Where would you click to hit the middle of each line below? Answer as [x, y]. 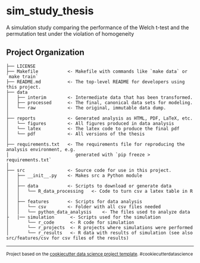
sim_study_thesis [50, 11]
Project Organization [45, 53]
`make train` [22, 76]
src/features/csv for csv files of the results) [68, 238]
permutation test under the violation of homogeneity [70, 33]
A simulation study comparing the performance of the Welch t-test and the [98, 27]
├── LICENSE [21, 66]
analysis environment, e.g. [41, 149]
